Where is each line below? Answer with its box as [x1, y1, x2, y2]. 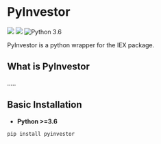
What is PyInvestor [7, 61, 90, 73]
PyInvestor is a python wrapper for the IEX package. [7, 40, 155, 49]
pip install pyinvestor [7, 130, 75, 137]
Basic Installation [7, 99, 82, 110]
